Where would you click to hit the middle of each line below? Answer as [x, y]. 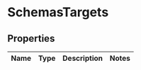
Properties [31, 39]
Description [83, 58]
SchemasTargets [58, 12]
